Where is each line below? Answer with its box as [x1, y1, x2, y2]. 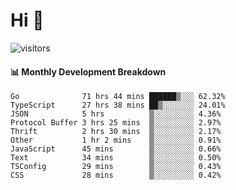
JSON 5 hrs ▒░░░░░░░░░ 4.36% [10, 109, 222, 119]
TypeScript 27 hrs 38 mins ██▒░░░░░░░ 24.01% [10, 100, 226, 111]
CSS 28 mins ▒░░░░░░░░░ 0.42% [10, 170, 222, 181]
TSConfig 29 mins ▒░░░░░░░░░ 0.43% [10, 162, 222, 172]
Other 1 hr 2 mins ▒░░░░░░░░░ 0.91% [10, 135, 222, 146]
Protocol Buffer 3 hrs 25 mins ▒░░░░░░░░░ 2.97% [10, 118, 222, 128]
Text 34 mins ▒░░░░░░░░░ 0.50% [10, 153, 222, 163]
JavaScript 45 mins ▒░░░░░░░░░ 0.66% [10, 144, 222, 154]
